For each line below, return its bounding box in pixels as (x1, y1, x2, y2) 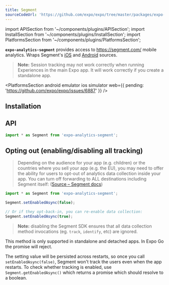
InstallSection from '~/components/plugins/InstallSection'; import (5, 31, 141, 37)
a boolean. (5, 274, 28, 280)
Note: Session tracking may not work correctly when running (17, 62, 144, 68)
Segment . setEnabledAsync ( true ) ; (5, 214, 73, 219)
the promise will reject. (5, 243, 53, 250)
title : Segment (5, 7, 37, 13)
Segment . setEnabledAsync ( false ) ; (5, 200, 75, 205)
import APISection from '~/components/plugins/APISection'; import (5, 26, 145, 32)
